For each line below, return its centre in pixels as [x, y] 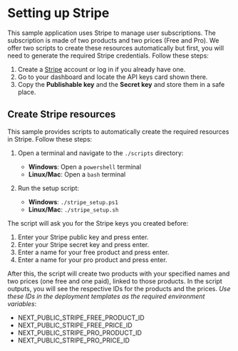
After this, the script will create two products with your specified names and [119, 273]
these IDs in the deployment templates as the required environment [106, 296]
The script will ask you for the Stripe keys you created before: [98, 223]
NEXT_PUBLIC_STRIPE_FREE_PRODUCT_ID [81, 318]
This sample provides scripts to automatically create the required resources [118, 131]
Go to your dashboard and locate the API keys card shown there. [113, 77]
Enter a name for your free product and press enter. [93, 252]
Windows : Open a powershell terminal [84, 167]
